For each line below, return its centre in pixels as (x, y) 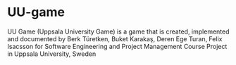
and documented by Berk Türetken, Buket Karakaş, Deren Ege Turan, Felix (115, 38)
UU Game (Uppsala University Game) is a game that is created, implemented (118, 31)
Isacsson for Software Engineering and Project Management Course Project (117, 46)
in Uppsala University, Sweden (52, 54)
